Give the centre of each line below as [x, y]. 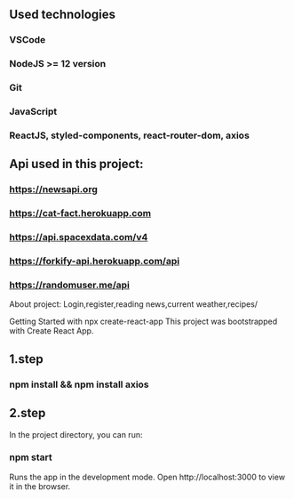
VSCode [28, 40]
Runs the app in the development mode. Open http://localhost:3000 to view [147, 477]
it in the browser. [40, 486]
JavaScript [33, 112]
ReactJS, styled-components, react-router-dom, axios [130, 135]
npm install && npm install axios [79, 384]
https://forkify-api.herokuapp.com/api [95, 262]
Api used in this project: [76, 164]
